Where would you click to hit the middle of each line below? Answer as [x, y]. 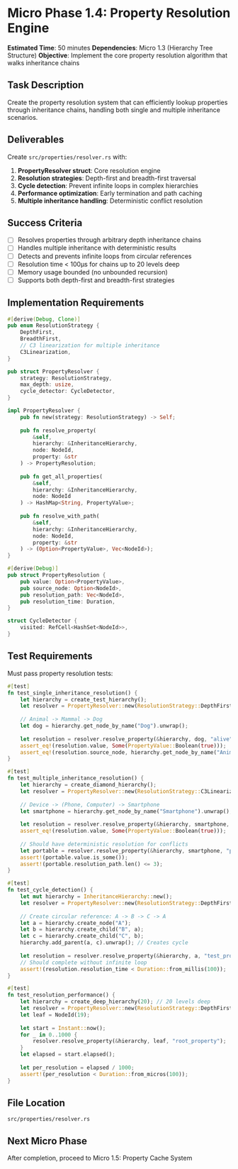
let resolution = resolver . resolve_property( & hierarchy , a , [110, 955]
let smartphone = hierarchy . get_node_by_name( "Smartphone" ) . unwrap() [125, 811]
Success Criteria [45, 222]
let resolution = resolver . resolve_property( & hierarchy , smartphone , [125, 824]
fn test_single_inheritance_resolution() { [73, 693]
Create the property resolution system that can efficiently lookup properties [118, 102]
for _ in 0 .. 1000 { [49, 1035]
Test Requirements [50, 656]
